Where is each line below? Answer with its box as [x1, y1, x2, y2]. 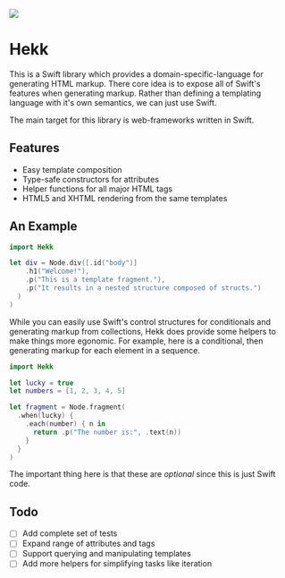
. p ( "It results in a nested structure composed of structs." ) [25, 284, 262, 293]
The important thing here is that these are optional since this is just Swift [9, 469, 276, 480]
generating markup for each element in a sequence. [9, 344, 201, 355]
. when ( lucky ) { [17, 412, 74, 421]
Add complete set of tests [21, 528, 118, 539]
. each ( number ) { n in [25, 420, 105, 429]
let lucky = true [9, 378, 74, 387]
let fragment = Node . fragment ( [9, 403, 126, 412]
